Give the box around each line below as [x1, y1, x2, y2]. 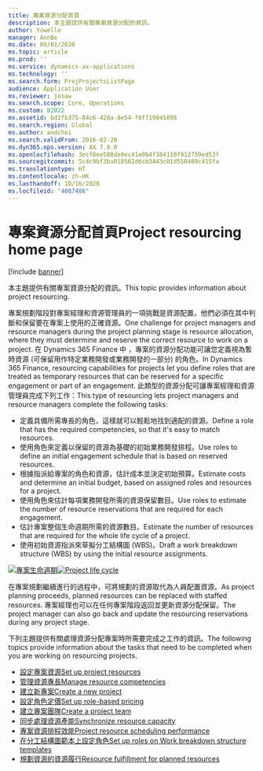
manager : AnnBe [8, 33, 58, 42]
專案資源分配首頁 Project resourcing [8, 223, 242, 241]
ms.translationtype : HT [8, 165, 86, 173]
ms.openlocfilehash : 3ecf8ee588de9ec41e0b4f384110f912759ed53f [8, 150, 220, 158]
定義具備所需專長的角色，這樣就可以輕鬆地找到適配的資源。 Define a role [19, 415, 254, 425]
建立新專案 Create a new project [19, 686, 122, 696]
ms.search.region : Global [8, 121, 93, 129]
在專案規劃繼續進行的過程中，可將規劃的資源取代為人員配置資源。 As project [8, 581, 255, 591]
